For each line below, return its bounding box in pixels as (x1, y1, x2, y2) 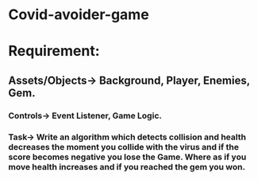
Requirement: (8, 42, 101, 61)
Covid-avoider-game (8, 6, 149, 24)
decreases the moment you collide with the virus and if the (8, 141, 240, 152)
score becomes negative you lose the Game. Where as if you (8, 151, 247, 162)
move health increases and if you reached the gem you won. (8, 161, 246, 172)
